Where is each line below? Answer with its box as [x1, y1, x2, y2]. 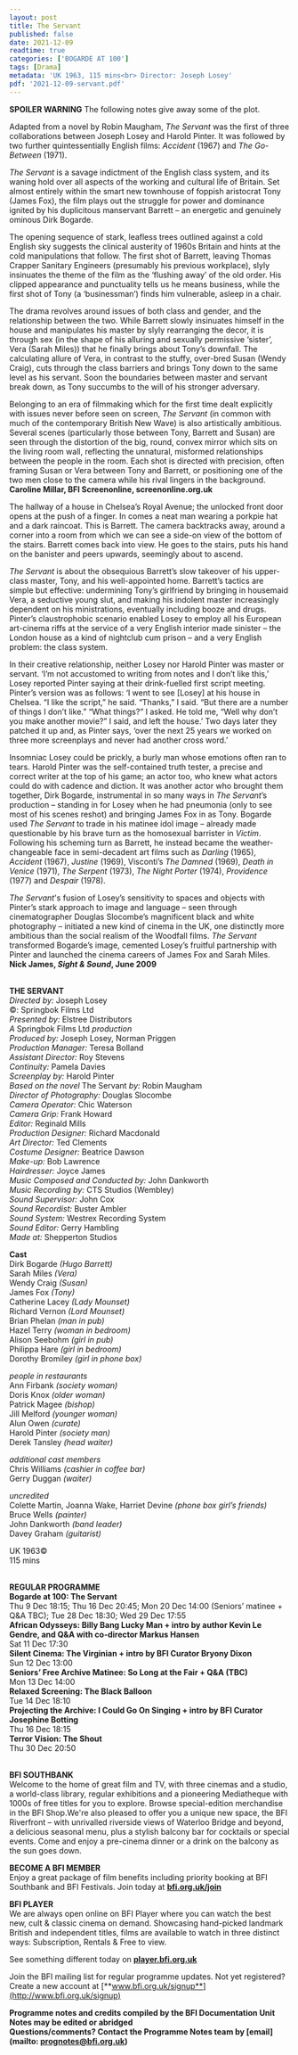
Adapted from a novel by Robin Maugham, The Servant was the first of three [9, 121, 290, 132]
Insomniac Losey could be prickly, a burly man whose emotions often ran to [9, 752, 287, 762]
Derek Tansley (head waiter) [9, 1436, 114, 1447]
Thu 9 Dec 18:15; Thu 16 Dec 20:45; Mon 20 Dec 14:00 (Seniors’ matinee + [9, 1600, 283, 1611]
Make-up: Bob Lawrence [9, 1155, 101, 1166]
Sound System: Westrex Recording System [9, 1212, 166, 1223]
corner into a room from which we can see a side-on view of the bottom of [9, 530, 283, 540]
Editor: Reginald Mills [9, 1118, 86, 1129]
